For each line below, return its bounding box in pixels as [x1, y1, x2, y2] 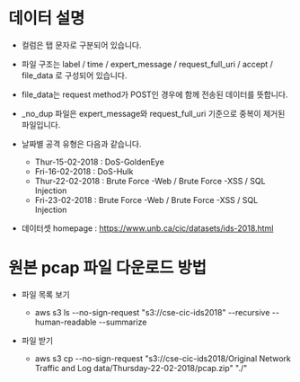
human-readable [34, 316, 97, 327]
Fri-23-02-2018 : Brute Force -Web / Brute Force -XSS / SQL [34, 194, 259, 205]
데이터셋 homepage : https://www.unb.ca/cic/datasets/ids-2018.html [21, 222, 274, 234]
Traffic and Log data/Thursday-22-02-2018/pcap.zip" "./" [34, 362, 248, 373]
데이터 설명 [8, 8, 85, 29]
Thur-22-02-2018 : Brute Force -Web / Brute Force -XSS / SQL [34, 175, 266, 186]
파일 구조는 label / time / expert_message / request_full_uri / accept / [21, 58, 273, 69]
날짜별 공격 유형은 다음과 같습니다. [21, 138, 142, 149]
